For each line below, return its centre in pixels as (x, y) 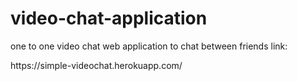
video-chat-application (109, 18)
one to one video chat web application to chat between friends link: (149, 46)
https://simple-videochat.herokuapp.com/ (96, 65)
